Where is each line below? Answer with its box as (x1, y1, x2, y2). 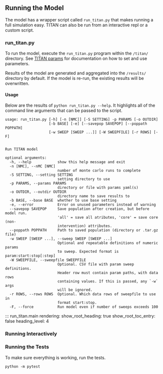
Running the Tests (5, 343, 49, 350)
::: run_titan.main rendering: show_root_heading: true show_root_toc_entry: (5, 313, 155, 319)
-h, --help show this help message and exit (9, 160, 125, 165)
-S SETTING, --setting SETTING (9, 172, 73, 177)
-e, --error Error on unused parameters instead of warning (9, 202, 156, 207)
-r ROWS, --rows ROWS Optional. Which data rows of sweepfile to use (9, 292, 156, 297)
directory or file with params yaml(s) (57, 185, 139, 190)
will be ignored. (57, 287, 93, 293)
